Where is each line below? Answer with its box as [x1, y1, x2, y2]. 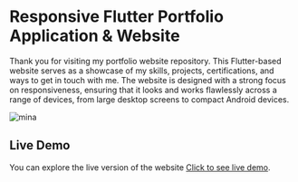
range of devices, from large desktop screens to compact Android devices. [9, 93, 290, 105]
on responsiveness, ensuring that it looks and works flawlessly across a [9, 84, 278, 95]
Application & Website [9, 25, 180, 46]
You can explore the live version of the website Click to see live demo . [9, 161, 271, 173]
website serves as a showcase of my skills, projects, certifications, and [9, 65, 274, 76]
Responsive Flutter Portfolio [9, 6, 225, 27]
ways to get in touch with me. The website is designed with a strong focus [9, 74, 287, 85]
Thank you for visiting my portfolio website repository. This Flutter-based [9, 55, 283, 66]
